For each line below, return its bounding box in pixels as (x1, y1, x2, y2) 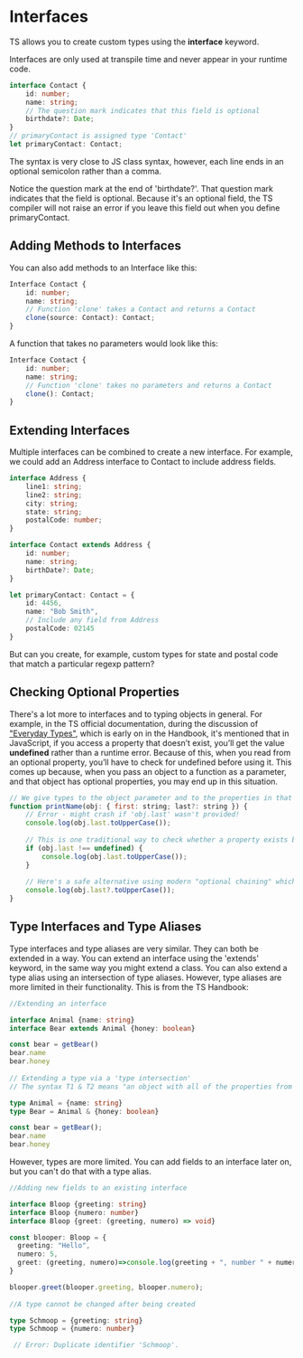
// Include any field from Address (25, 616, 160, 625)
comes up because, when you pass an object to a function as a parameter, (9, 766, 287, 777)
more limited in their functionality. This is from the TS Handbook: (9, 981, 250, 992)
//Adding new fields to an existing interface (9, 1184, 188, 1193)
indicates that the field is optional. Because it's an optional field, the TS (9, 193, 273, 203)
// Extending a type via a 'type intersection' (9, 1073, 192, 1082)
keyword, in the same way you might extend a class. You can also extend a (9, 962, 288, 973)
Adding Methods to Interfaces (9, 238, 182, 254)
